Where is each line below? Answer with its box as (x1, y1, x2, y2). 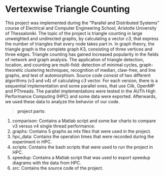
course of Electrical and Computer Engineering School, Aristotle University (5, 25, 157, 31)
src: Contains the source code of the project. (12, 165, 103, 171)
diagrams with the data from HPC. (12, 160, 81, 166)
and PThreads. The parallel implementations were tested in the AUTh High (5, 88, 156, 94)
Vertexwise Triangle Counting (5, 3, 130, 15)
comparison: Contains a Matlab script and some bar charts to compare (12, 118, 156, 124)
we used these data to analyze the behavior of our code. (5, 98, 120, 104)
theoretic (5, 67, 24, 73)
